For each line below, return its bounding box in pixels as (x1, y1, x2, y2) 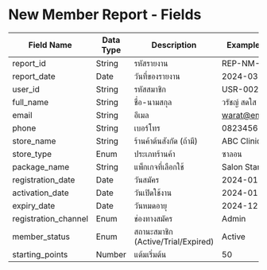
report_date (12, 70, 56, 81)
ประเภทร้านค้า (133, 148, 176, 159)
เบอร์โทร (133, 122, 161, 133)
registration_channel (12, 213, 89, 224)
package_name (12, 161, 70, 172)
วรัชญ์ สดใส (221, 96, 257, 108)
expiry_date (12, 200, 56, 211)
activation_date (12, 187, 69, 198)
